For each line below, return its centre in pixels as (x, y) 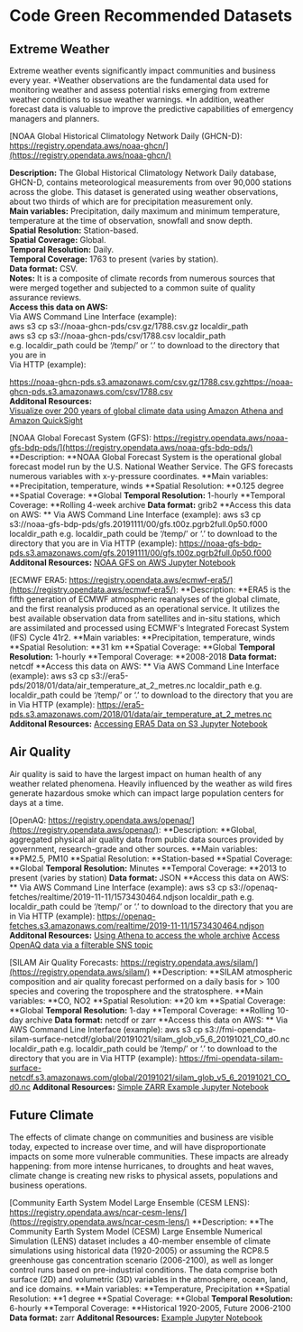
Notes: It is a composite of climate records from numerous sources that (142, 278)
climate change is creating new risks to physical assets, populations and (143, 1175)
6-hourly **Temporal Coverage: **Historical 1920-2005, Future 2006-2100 (150, 1308)
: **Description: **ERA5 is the (233, 589)
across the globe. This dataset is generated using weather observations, (144, 192)
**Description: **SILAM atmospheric (222, 972)
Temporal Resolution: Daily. (62, 250)
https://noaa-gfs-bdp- (220, 543)
